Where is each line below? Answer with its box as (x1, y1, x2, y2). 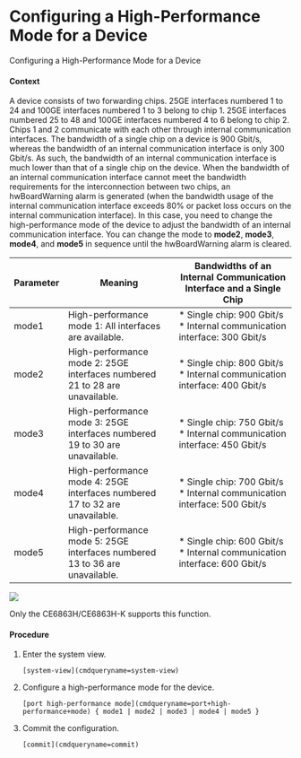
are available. (67, 331, 124, 344)
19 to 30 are (67, 439, 121, 451)
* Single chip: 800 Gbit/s (178, 357, 284, 370)
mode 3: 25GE (67, 416, 130, 429)
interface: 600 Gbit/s (178, 558, 267, 571)
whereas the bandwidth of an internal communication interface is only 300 (9, 144, 285, 154)
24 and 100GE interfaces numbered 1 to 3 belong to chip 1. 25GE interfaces (9, 105, 287, 116)
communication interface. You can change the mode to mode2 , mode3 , (9, 229, 275, 240)
